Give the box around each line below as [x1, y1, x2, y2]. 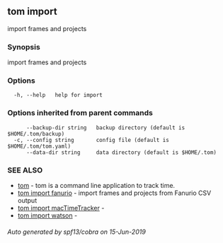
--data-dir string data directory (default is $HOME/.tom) [25, 148, 217, 156]
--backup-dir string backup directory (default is [25, 124, 185, 131]
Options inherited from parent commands [7, 108, 154, 118]
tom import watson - [17, 211, 78, 220]
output [17, 196, 38, 204]
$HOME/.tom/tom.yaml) [7, 143, 72, 150]
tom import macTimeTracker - [17, 204, 105, 212]
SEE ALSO [7, 165, 43, 175]
